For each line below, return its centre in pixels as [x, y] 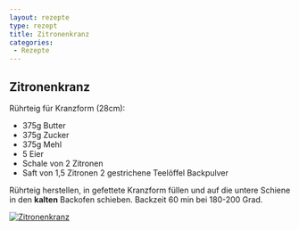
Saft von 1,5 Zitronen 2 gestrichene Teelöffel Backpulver [125, 172]
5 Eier [33, 153]
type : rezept [33, 26]
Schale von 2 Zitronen [62, 163]
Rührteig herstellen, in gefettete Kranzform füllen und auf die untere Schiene [150, 190]
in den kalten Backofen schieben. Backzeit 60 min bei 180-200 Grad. [136, 199]
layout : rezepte [39, 17]
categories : [31, 42]
